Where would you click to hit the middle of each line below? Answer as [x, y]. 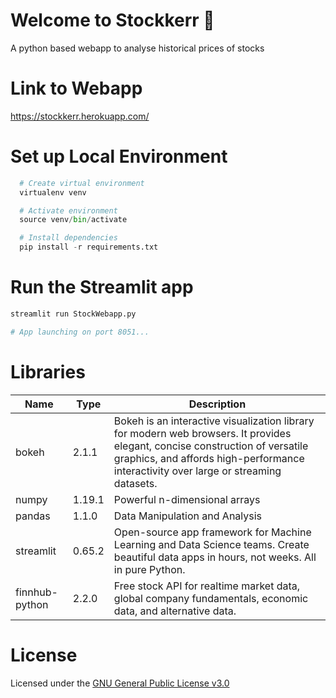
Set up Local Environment [119, 156]
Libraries [48, 371]
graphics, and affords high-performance [209, 458]
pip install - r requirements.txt [89, 247]
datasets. [135, 483]
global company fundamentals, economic [211, 598]
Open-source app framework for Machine [212, 532]
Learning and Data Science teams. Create [211, 544]
